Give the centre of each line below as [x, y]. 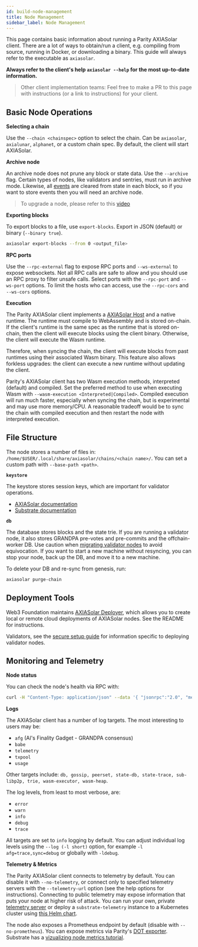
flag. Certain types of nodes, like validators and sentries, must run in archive [99, 180]
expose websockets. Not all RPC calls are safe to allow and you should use [97, 273]
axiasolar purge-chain [34, 579]
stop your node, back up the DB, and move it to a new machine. [83, 557]
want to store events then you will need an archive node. [75, 192]
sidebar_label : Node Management [46, 22]
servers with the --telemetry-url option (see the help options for [85, 888]
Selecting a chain [28, 127]
